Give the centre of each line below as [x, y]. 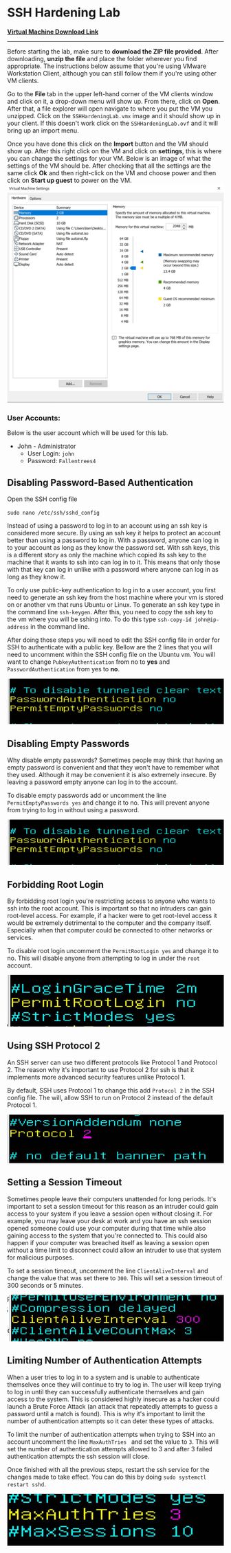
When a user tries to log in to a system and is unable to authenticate [103, 1377]
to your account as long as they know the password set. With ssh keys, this [114, 548]
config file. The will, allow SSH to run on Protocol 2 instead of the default [110, 1097]
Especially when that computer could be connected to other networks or [110, 930]
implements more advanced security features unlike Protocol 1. [96, 1077]
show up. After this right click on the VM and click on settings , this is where [114, 151]
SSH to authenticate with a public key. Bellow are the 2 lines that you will [110, 647]
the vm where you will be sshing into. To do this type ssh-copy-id [100, 619]
